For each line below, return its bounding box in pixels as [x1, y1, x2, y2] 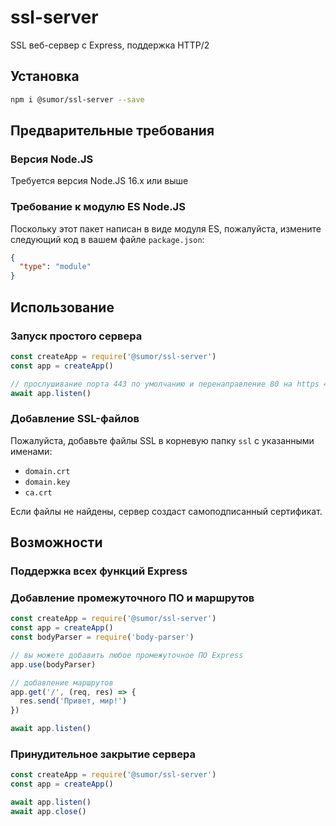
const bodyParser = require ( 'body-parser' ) [10, 632, 195, 643]
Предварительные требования [10, 122, 215, 140]
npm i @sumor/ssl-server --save [10, 94, 145, 105]
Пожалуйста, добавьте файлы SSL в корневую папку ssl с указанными [10, 434, 315, 446]
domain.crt [24, 466, 71, 476]
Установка [10, 68, 80, 85]
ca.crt [24, 487, 53, 498]
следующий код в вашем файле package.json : [10, 233, 205, 245]
